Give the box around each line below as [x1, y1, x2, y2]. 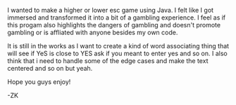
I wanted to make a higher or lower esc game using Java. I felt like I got [7, 6, 213, 14]
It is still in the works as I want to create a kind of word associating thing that [7, 42, 230, 50]
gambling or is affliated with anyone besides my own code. [7, 28, 178, 36]
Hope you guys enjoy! [7, 78, 71, 86]
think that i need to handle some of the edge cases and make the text [7, 57, 209, 65]
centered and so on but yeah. [7, 64, 93, 72]
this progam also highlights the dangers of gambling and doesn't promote [7, 21, 221, 29]
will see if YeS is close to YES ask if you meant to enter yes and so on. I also [7, 49, 228, 57]
